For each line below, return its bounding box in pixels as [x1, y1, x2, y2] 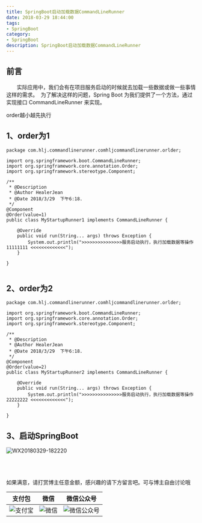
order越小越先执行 [6, 111, 52, 118]
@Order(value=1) [6, 212, 47, 218]
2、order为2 [6, 283, 53, 293]
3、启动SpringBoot [6, 431, 79, 441]
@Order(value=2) [6, 364, 47, 370]
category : [6, 31, 31, 37]
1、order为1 [6, 131, 50, 141]
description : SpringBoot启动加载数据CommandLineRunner [6, 43, 141, 49]
